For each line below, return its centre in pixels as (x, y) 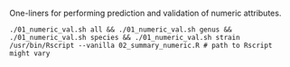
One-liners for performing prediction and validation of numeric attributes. (145, 13)
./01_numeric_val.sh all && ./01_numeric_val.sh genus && (121, 30)
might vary (30, 53)
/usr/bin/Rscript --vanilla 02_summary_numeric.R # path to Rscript (141, 45)
